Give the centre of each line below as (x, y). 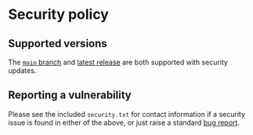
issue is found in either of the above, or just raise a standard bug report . (124, 122)
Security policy (59, 15)
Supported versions (58, 44)
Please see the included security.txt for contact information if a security (127, 114)
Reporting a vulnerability (70, 95)
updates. (22, 71)
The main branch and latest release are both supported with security (118, 62)
